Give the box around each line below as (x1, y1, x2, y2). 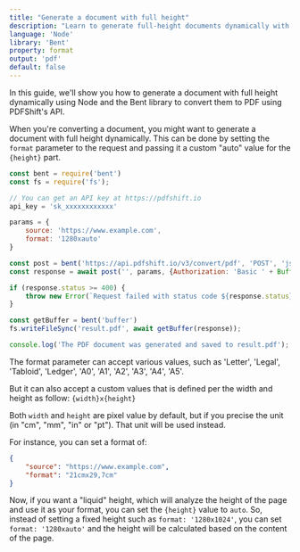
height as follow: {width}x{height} (9, 392, 137, 403)
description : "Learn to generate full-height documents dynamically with (9, 21, 290, 30)
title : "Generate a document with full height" (9, 12, 190, 22)
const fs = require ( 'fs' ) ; (9, 177, 110, 186)
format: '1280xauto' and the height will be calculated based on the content (9, 523, 287, 534)
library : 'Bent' (9, 37, 70, 47)
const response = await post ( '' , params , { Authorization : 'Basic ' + (9, 267, 274, 276)
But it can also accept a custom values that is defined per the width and (9, 383, 273, 393)
